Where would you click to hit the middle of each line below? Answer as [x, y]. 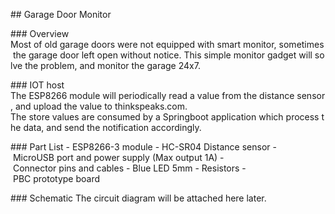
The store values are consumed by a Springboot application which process [165, 117]
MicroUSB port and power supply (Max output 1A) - [118, 157]
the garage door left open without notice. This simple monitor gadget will [162, 55]
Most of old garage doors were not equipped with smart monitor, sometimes [167, 44]
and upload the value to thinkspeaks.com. [101, 106]
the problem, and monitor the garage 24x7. [112, 65]
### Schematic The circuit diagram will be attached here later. [138, 198]
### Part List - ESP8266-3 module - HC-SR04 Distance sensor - [143, 147]
